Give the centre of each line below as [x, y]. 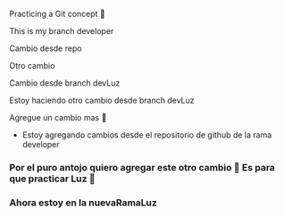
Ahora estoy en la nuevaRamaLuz [84, 203]
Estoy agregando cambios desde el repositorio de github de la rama [147, 135]
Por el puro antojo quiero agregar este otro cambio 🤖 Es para [142, 167]
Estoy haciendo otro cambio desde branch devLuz [102, 100]
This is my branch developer [62, 31]
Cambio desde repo [46, 48]
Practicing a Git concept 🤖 [57, 14]
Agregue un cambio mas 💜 [58, 117]
